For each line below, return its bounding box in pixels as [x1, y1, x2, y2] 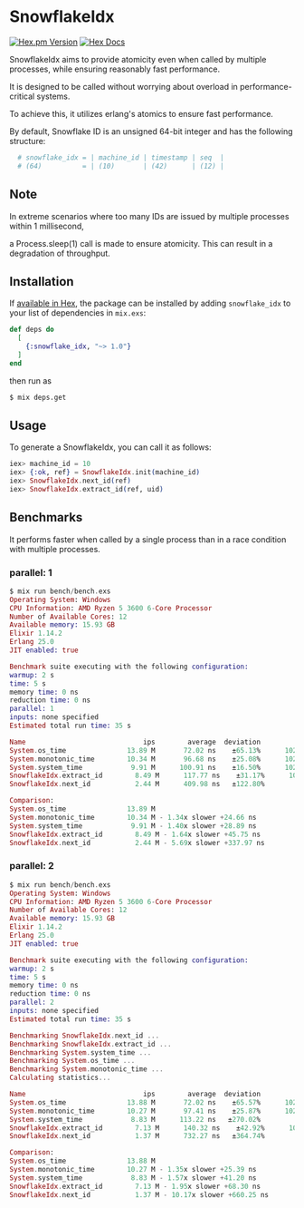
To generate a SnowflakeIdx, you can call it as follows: [9, 442, 212, 453]
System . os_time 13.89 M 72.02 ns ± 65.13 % [9, 745, 261, 755]
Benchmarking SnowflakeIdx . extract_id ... [9, 1039, 172, 1048]
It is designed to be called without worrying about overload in [9, 81, 238, 92]
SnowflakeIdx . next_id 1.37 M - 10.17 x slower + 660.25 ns [9, 1190, 270, 1199]
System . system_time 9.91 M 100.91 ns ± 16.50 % [9, 763, 261, 772]
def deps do [9, 325, 54, 335]
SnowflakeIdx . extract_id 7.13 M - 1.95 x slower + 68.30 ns [9, 1182, 261, 1191]
